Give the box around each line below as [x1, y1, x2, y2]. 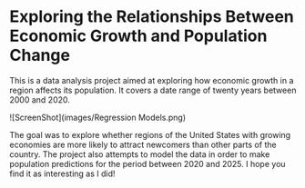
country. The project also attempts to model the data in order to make [9, 148, 270, 160]
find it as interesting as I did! [9, 168, 116, 179]
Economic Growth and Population [9, 25, 268, 46]
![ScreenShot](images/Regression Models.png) [9, 112, 187, 123]
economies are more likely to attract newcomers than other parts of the [9, 139, 277, 150]
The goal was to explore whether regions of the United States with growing [9, 129, 291, 140]
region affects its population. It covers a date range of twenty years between [9, 84, 297, 95]
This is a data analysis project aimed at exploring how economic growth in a [9, 74, 294, 85]
